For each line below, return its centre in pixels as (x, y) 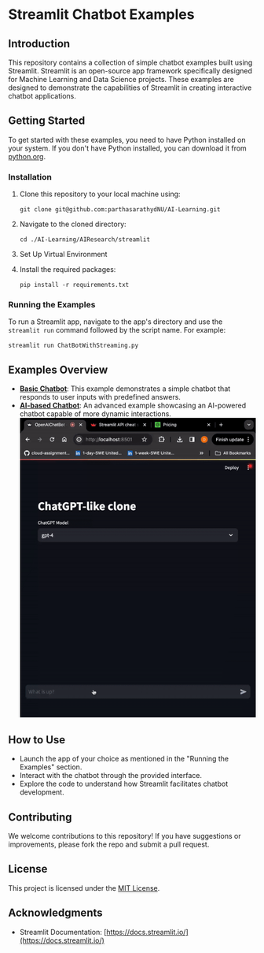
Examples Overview (58, 369)
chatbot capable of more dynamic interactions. (95, 414)
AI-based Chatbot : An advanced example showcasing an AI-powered (133, 406)
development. (42, 792)
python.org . (27, 156)
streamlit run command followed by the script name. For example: (117, 330)
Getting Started (47, 121)
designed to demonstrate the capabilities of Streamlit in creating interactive (130, 87)
